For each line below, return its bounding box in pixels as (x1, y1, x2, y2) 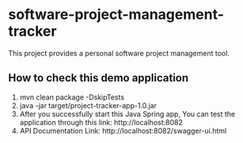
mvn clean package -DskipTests (19, 92, 125, 102)
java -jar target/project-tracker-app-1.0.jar (19, 100, 157, 110)
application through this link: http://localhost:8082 (19, 117, 184, 127)
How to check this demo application (8, 71, 189, 85)
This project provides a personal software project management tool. (8, 48, 230, 58)
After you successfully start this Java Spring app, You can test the (19, 109, 236, 119)
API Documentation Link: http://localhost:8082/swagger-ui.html (19, 126, 227, 135)
